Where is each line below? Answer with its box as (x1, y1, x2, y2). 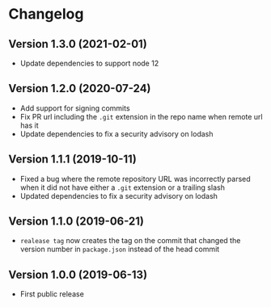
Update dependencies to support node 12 (19, 58, 159, 68)
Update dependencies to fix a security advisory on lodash (19, 128, 214, 138)
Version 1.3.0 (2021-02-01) (8, 37, 147, 51)
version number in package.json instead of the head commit (19, 244, 220, 254)
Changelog (8, 5, 84, 23)
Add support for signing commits (19, 103, 131, 113)
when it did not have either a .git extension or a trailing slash (19, 183, 225, 192)
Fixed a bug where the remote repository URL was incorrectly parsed (19, 174, 251, 183)
